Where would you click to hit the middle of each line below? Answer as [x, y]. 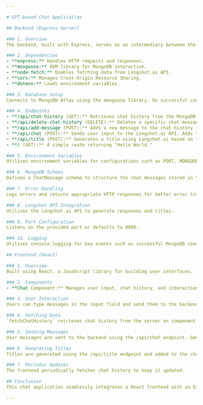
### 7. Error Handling [35, 189]
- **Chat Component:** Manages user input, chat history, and [86, 288]
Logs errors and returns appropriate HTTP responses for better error [97, 194]
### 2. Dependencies [32, 56]
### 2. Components [29, 282]
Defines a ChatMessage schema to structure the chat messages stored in [100, 178]
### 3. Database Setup [35, 94]
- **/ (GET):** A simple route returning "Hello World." [79, 145]
